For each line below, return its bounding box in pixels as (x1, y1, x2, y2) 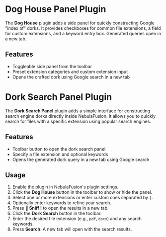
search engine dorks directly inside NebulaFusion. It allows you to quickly (5, 113, 156, 119)
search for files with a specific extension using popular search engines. (5, 118, 152, 124)
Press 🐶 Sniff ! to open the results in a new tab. (12, 205, 109, 211)
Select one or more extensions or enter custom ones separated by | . (12, 195, 153, 201)
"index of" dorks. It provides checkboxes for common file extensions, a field (5, 25, 161, 31)
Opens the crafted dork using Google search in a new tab (12, 74, 130, 80)
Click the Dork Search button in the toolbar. (12, 210, 102, 217)
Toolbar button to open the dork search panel (12, 146, 106, 152)
